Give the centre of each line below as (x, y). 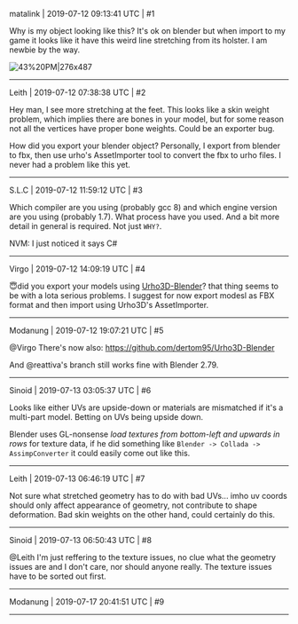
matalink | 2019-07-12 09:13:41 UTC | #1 (82, 14)
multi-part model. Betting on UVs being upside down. (106, 417)
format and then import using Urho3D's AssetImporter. (109, 305)
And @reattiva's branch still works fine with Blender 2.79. (114, 365)
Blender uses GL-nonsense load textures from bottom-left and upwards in (145, 434)
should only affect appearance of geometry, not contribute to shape (133, 505)
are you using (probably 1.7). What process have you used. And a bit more (145, 217)
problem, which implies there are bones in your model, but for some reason (147, 119)
